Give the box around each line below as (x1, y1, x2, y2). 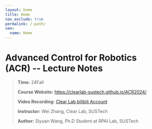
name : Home (10, 30, 33, 35)
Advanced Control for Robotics (5, 52, 137, 63)
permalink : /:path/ (5, 21, 46, 26)
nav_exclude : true (5, 16, 44, 21)
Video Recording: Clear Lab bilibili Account (17, 98, 108, 104)
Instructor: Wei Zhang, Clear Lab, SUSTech (17, 108, 108, 114)
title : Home (5, 12, 30, 17)
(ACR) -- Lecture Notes (5, 63, 103, 74)
